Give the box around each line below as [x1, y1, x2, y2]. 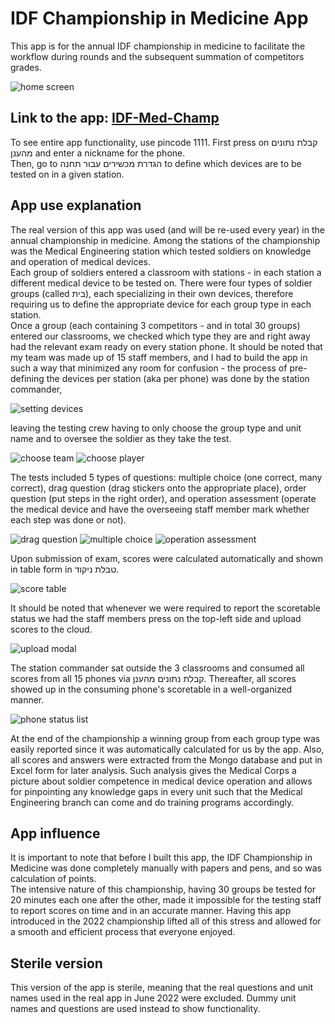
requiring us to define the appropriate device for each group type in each [10, 298, 312, 310]
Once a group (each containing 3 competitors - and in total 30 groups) [10, 319, 301, 331]
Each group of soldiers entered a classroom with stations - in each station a [10, 266, 322, 278]
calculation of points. [10, 873, 97, 885]
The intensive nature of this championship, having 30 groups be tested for [10, 883, 317, 896]
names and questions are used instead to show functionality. [10, 1003, 261, 1015]
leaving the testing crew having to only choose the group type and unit [10, 422, 302, 434]
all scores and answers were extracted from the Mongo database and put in [10, 753, 323, 766]
